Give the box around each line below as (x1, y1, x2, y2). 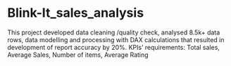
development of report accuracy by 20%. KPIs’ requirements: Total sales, (7, 43, 220, 51)
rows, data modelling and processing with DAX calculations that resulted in (7, 35, 225, 44)
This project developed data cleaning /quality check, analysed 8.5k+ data (7, 28, 220, 37)
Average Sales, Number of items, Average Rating (7, 51, 149, 59)
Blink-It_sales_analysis (7, 5, 144, 21)
